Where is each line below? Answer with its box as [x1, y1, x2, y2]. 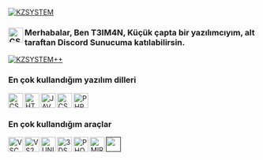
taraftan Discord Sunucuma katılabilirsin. [24, 36, 186, 47]
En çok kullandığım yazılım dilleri [8, 75, 137, 86]
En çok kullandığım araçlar [8, 118, 112, 129]
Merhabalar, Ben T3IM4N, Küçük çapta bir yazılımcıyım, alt [24, 27, 255, 38]
